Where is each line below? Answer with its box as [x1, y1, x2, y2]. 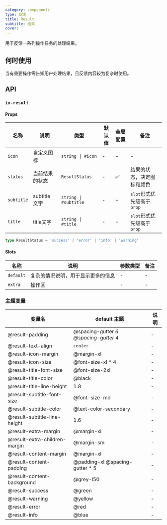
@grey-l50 [73, 476, 100, 483]
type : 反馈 [5, 12, 26, 17]
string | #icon [61, 153, 97, 159]
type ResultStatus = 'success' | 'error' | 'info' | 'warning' [5, 238, 139, 243]
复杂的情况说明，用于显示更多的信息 [30, 272, 115, 279]
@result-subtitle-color [7, 405, 62, 412]
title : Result [5, 16, 35, 21]
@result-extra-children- [7, 436, 66, 443]
